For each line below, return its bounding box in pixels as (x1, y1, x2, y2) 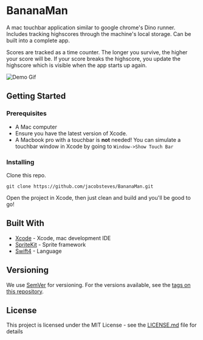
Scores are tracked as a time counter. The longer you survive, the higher (6, 48, 188, 55)
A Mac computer (15, 123, 58, 130)
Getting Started (6, 91, 66, 101)
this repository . (6, 288, 44, 295)
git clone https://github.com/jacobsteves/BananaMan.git (6, 183, 154, 189)
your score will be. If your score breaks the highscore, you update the (6, 55, 181, 62)
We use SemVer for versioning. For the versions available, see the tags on (6, 281, 191, 288)
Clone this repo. (6, 171, 47, 179)
